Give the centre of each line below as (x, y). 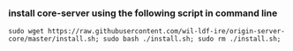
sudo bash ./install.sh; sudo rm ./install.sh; (192, 39)
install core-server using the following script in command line (143, 13)
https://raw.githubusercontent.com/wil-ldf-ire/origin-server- (166, 32)
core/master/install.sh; (54, 39)
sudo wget (26, 32)
